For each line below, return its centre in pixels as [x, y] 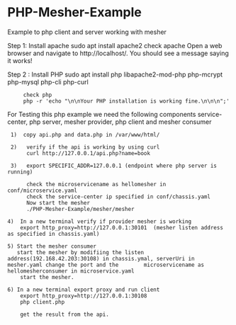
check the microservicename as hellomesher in [96, 184]
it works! [20, 60]
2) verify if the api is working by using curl [85, 147]
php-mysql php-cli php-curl [48, 81]
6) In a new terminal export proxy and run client [84, 290]
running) [20, 172]
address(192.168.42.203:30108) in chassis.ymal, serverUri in [101, 258]
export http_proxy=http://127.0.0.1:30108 [84, 296]
